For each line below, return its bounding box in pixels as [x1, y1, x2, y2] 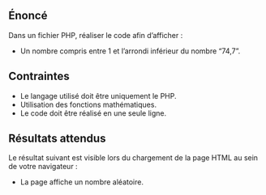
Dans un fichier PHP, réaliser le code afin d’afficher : [8, 30, 183, 40]
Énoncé [8, 9, 48, 23]
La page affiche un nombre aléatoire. [19, 177, 144, 187]
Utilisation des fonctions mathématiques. [19, 100, 157, 109]
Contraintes [8, 70, 71, 83]
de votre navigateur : [8, 162, 79, 172]
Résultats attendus [8, 132, 106, 146]
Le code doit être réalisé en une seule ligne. [19, 108, 167, 118]
